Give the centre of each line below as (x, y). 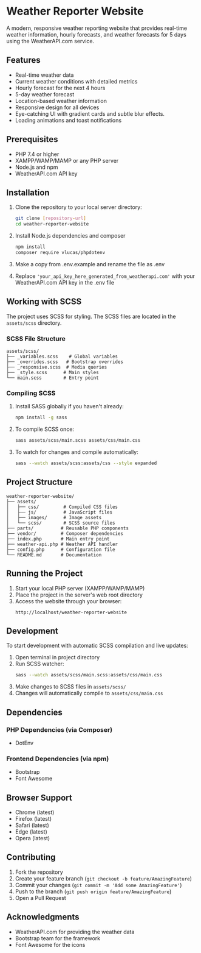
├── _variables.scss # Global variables (62, 356)
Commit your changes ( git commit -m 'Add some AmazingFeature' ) (98, 885)
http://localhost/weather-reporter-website (71, 612)
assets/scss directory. (34, 323)
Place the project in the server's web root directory (79, 595)
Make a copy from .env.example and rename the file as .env (90, 264)
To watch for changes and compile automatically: (77, 452)
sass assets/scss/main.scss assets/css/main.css (78, 441)
